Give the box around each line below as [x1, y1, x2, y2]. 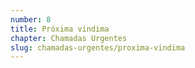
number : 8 [10, 14, 52, 25]
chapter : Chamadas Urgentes [10, 33, 128, 43]
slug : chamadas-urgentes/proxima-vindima [10, 42, 186, 53]
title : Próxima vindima [10, 24, 110, 34]
